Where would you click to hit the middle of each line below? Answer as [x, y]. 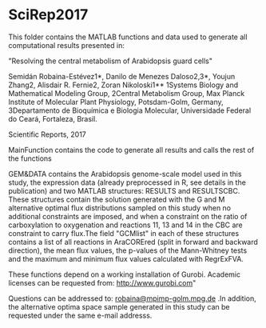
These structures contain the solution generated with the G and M [117, 199]
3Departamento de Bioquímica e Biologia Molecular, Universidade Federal [130, 110]
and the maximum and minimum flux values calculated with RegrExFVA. [126, 258]
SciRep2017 [48, 15]
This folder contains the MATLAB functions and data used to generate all [128, 37]
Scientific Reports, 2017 [47, 134]
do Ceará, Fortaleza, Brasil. [53, 118]
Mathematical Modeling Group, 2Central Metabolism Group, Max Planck [127, 93]
